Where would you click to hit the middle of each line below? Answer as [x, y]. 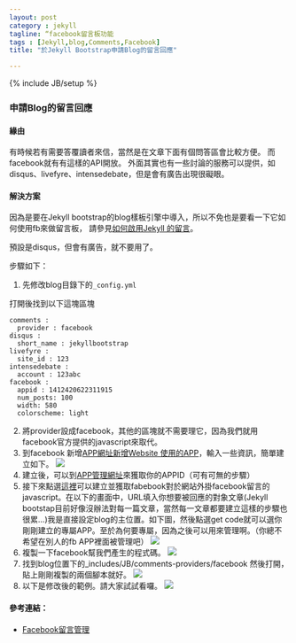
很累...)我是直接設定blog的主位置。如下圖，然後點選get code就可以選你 [152, 520]
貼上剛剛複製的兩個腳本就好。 [76, 575]
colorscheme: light [53, 414]
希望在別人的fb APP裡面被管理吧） [85, 542]
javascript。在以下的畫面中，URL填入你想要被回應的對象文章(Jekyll [145, 498]
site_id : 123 [43, 360]
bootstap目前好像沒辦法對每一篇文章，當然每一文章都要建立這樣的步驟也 [155, 508]
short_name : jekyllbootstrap [73, 344]
